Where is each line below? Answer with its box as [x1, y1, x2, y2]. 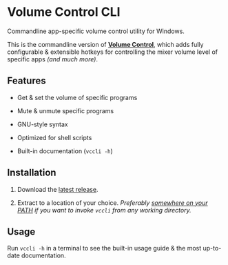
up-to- [203, 244, 222, 253]
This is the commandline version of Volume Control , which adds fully [7, 40, 204, 48]
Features [7, 75, 46, 87]
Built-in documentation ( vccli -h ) [17, 146, 114, 155]
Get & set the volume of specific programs [17, 93, 138, 101]
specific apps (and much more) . [7, 55, 99, 63]
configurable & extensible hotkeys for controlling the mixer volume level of [7, 48, 218, 56]
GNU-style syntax [17, 120, 68, 128]
